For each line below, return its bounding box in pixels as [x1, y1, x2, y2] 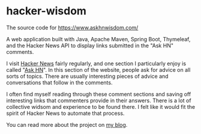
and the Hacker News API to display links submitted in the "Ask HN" [6, 42, 174, 49]
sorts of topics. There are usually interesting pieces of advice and [6, 72, 169, 80]
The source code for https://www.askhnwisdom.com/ [6, 24, 139, 31]
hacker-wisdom [6, 4, 87, 18]
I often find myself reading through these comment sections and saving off [6, 90, 191, 98]
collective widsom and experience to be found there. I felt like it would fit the [6, 103, 196, 110]
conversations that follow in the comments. [6, 79, 113, 86]
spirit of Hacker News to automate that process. [6, 109, 125, 117]
